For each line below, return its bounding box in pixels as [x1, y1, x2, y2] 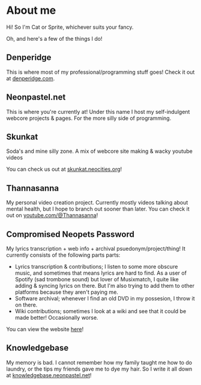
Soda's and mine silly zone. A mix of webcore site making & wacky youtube [6, 148, 193, 155]
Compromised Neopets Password [6, 229, 135, 239]
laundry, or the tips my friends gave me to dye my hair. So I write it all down [6, 365, 193, 372]
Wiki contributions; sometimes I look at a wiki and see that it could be [14, 308, 187, 315]
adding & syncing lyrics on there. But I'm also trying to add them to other [14, 282, 195, 289]
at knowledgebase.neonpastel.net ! [6, 371, 92, 378]
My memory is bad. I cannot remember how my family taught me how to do [6, 359, 193, 366]
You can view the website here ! [6, 326, 84, 333]
